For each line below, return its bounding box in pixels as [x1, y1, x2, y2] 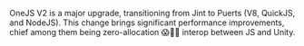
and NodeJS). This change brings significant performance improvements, [9, 17, 285, 28]
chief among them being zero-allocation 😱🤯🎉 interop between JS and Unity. [9, 27, 296, 37]
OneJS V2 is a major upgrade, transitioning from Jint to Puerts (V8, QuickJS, [9, 8, 296, 18]
